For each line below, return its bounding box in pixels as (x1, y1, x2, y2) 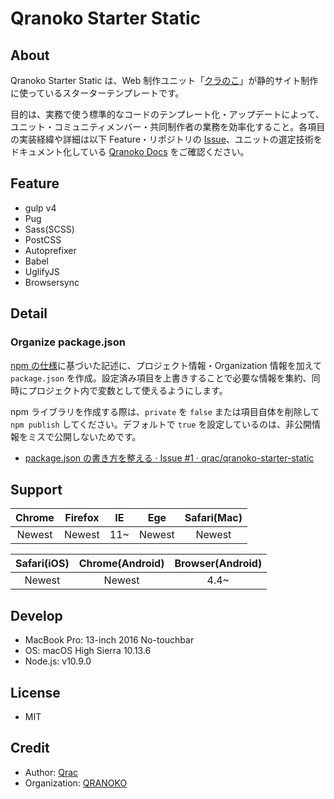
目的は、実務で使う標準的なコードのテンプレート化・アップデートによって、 (10, 108, 325, 120)
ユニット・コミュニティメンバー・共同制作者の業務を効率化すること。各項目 (10, 121, 326, 132)
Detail (10, 305, 48, 322)
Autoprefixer (24, 244, 77, 256)
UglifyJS (24, 265, 60, 277)
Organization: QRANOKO (24, 777, 128, 789)
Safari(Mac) (184, 511, 243, 525)
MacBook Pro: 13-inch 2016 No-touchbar (24, 634, 195, 646)
